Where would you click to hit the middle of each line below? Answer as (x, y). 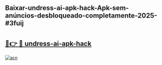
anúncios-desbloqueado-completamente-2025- (81, 16)
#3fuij (14, 23)
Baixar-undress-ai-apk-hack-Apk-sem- (67, 8)
